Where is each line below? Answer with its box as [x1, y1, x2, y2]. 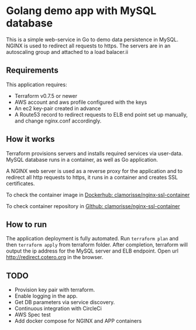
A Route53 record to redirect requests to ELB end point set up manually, [14, 111, 188, 118]
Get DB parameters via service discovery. [14, 299, 115, 306]
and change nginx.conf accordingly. [14, 117, 102, 124]
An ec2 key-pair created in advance [14, 104, 101, 112]
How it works [6, 134, 55, 144]
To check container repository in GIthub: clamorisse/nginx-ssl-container [6, 202, 180, 209]
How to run [6, 219, 47, 229]
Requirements [6, 66, 59, 76]
